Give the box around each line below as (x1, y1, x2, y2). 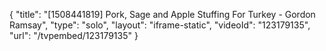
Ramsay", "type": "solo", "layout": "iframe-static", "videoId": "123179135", (9, 19, 311, 31)
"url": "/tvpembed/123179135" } (9, 30, 139, 41)
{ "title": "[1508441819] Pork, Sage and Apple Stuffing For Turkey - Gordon (9, 9, 316, 20)
